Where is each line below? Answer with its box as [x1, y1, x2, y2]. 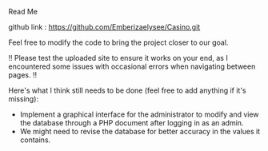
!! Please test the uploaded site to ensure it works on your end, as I [8, 54, 228, 62]
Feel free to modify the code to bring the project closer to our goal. [8, 38, 229, 47]
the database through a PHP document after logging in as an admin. [19, 118, 244, 127]
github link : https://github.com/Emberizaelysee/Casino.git [8, 22, 201, 31]
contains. [19, 135, 51, 145]
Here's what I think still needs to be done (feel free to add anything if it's [8, 85, 246, 95]
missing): [8, 94, 38, 103]
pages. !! [8, 70, 38, 79]
